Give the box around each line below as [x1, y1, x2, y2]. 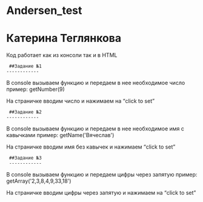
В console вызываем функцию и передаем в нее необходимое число [6, 79, 185, 87]
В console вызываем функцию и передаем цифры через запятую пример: [6, 171, 198, 178]
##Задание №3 [8, 155, 42, 161]
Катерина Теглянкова [6, 32, 122, 45]
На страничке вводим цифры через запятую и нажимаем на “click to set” [6, 189, 196, 197]
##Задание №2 [8, 109, 42, 115]
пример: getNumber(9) [6, 86, 65, 93]
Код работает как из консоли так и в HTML [6, 52, 118, 59]
